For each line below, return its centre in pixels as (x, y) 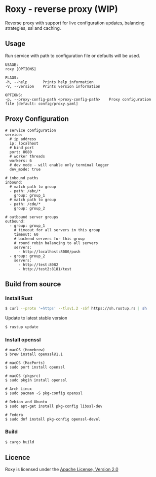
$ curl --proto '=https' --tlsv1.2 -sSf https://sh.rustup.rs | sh (76, 309)
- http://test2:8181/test (45, 269)
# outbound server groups (32, 217)
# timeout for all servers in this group (57, 230)
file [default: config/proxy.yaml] (42, 104)
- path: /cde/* (25, 204)
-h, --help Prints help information (49, 82)
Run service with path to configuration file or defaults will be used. (73, 55)
